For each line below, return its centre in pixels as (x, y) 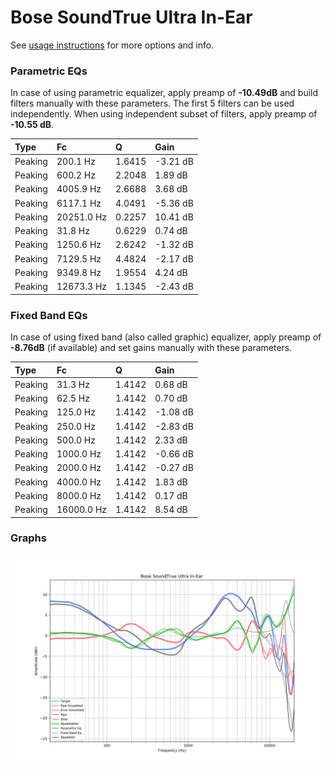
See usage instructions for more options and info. (112, 45)
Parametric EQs (49, 71)
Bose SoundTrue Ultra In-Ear (131, 17)
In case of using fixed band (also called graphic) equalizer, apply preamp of (166, 337)
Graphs (28, 538)
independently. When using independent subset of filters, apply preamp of (164, 114)
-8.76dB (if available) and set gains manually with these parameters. (151, 348)
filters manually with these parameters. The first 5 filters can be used (152, 103)
